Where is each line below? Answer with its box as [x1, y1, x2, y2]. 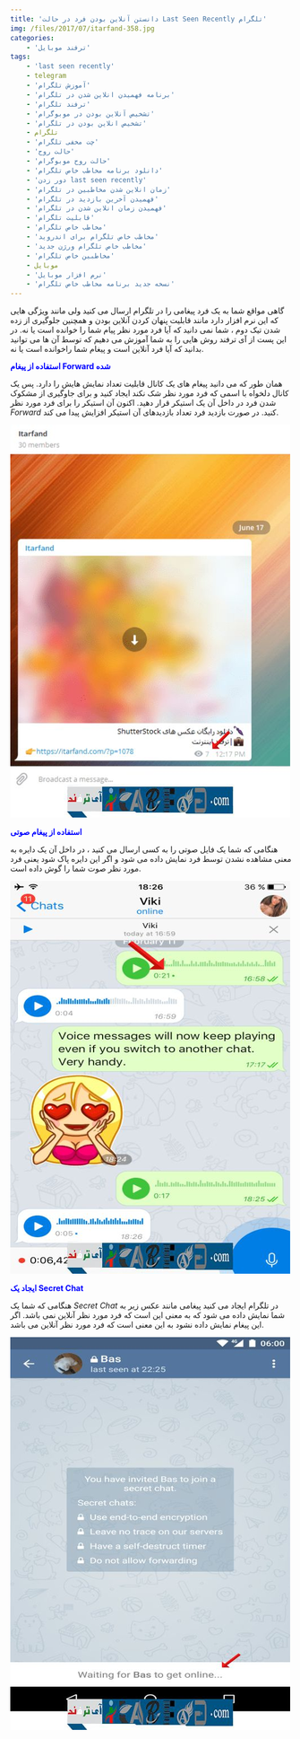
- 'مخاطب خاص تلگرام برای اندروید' [26, 233, 159, 242]
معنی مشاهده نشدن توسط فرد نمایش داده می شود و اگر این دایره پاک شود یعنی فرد [10, 854, 292, 865]
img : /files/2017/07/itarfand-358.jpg [10, 23, 155, 33]
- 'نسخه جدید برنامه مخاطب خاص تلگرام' [26, 279, 176, 289]
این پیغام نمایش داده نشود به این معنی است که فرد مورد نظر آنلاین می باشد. [10, 1320, 265, 1331]
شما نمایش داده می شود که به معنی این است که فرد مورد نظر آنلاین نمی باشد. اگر [10, 1310, 286, 1321]
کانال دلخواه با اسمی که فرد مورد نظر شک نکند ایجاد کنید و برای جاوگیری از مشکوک [10, 388, 289, 399]
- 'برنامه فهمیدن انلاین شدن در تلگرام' [26, 90, 176, 99]
